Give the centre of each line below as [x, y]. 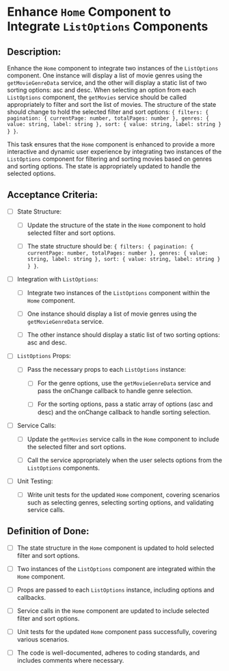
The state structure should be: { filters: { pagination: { [110, 246]
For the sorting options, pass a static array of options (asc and [125, 404]
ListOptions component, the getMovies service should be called [97, 97]
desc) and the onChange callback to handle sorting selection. [124, 412]
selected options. [31, 173]
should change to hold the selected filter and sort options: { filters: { [108, 112]
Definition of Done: [48, 531]
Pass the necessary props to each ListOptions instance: [107, 370]
